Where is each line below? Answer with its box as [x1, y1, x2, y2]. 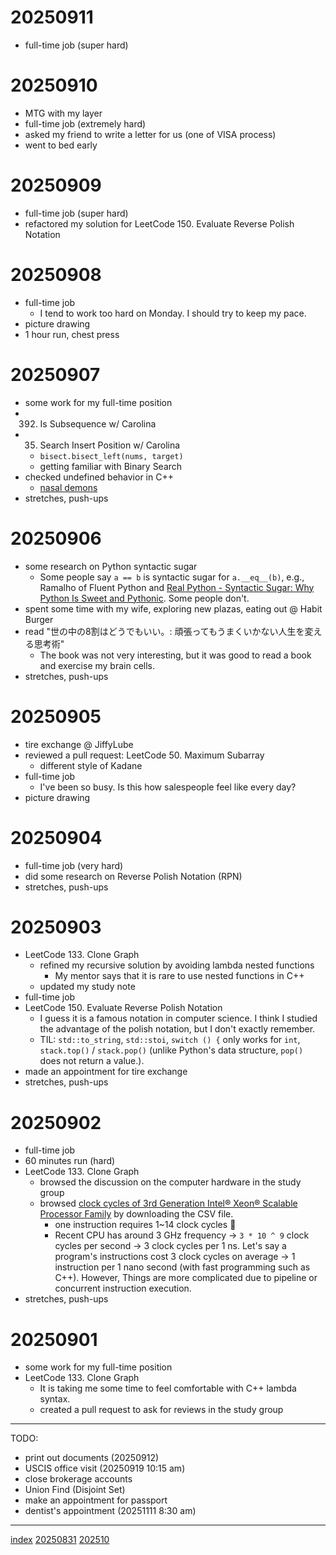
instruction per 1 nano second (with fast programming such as [54, 1261, 311, 1273]
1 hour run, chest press [24, 328, 120, 340]
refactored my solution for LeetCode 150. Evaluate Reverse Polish [24, 217, 295, 230]
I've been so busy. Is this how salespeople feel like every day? [39, 781, 297, 793]
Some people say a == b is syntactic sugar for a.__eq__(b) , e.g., [39, 571, 305, 583]
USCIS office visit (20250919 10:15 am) [24, 1462, 186, 1475]
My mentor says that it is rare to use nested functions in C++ [54, 970, 305, 982]
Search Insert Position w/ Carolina [39, 439, 181, 451]
